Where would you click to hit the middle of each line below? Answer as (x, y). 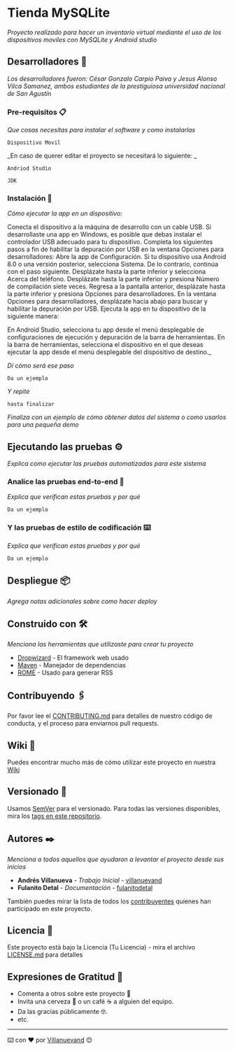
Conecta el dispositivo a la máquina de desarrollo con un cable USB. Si (109, 227)
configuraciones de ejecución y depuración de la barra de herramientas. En (116, 337)
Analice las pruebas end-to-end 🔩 (66, 482)
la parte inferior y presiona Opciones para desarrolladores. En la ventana (112, 294)
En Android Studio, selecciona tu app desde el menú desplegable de (106, 330)
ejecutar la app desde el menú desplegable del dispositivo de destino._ (109, 352)
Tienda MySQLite (59, 13)
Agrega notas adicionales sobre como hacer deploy (82, 601)
